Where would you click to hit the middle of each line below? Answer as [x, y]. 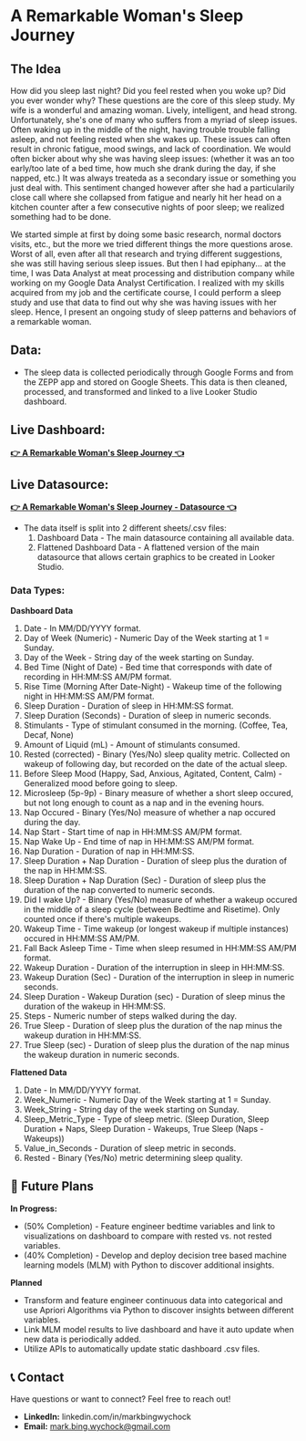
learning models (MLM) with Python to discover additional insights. [149, 1265]
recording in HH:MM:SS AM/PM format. [97, 677]
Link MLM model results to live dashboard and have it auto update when [159, 1329]
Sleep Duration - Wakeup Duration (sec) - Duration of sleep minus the [154, 996]
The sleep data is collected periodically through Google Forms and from [158, 372]
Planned [26, 1282]
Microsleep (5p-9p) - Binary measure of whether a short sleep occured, [158, 793]
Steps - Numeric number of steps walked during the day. [130, 1016]
